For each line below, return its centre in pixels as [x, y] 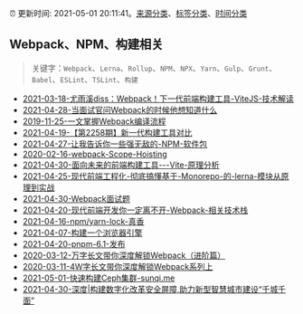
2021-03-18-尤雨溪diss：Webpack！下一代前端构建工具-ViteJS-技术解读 [158, 99]
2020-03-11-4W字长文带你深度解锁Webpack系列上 [118, 266]
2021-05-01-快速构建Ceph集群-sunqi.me [99, 278]
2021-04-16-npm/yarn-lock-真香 [83, 221]
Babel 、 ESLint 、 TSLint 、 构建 [85, 79]
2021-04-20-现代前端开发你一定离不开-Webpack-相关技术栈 [135, 210]
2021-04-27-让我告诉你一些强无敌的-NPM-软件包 [115, 144]
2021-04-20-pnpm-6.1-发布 [74, 243]
